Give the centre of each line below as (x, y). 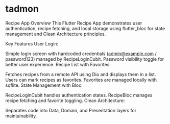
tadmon (22, 9)
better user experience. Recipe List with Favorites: (58, 64)
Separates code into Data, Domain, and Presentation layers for (71, 110)
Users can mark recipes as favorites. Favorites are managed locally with (81, 80)
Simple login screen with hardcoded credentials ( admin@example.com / (81, 54)
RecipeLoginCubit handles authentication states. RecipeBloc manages (79, 95)
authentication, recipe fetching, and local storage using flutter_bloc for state (85, 28)
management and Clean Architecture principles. (56, 34)
